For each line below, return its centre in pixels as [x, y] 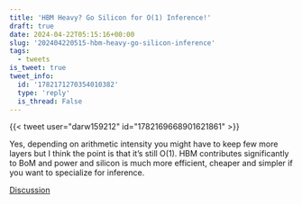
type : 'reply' [44, 93]
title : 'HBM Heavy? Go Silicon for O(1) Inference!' [110, 18]
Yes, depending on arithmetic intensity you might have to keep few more [144, 144]
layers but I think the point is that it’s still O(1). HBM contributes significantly [149, 154]
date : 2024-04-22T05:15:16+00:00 [72, 34]
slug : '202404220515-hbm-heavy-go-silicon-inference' [113, 43]
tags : [19, 51]
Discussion [30, 191]
